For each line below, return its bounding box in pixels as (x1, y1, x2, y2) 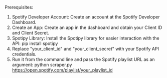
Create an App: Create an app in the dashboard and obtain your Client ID (12, 24, 162, 30)
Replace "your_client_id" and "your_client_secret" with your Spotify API (12, 46, 159, 51)
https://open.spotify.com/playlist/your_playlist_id (12, 67, 113, 73)
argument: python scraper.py (12, 62, 72, 67)
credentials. (12, 51, 37, 57)
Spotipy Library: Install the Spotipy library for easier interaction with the (12, 35, 159, 41)
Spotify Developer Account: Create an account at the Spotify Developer (12, 14, 160, 19)
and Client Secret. (12, 30, 50, 35)
